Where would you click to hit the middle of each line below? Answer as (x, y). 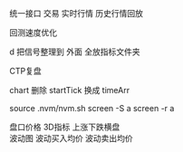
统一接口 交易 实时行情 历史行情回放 (76, 13)
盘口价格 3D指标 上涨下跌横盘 (65, 127)
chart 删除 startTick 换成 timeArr (69, 90)
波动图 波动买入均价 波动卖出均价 (71, 138)
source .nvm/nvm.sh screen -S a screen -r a (92, 108)
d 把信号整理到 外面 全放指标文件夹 (75, 52)
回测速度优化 (33, 33)
